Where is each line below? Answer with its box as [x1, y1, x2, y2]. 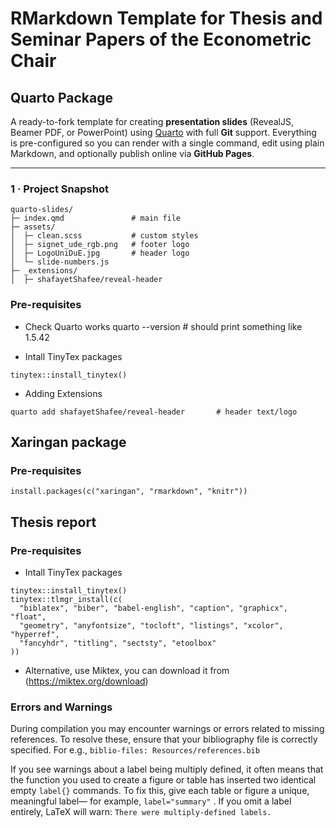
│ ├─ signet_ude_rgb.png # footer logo [10, 240, 190, 250]
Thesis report [10, 513, 97, 531]
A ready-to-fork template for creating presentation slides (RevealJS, [10, 116, 294, 127]
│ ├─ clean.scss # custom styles [10, 231, 199, 241]
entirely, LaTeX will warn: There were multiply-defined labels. [10, 806, 272, 818]
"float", [10, 612, 47, 622]
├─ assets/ [10, 222, 56, 232]
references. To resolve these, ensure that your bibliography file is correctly [10, 733, 318, 746]
